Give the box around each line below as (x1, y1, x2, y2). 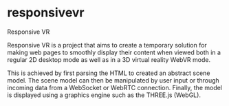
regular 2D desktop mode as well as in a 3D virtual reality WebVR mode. (7, 55, 211, 63)
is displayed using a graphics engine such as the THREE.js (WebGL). (7, 91, 201, 99)
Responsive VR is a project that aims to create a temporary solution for (7, 41, 208, 49)
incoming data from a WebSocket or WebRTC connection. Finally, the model (7, 83, 222, 92)
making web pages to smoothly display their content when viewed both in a (7, 48, 221, 56)
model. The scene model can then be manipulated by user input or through (7, 76, 220, 84)
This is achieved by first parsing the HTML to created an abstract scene (7, 69, 210, 77)
